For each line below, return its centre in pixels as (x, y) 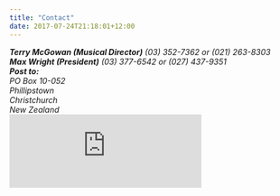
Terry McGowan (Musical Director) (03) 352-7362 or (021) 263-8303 (140, 51)
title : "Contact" (42, 18)
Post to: (24, 71)
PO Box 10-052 (37, 80)
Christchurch (34, 99)
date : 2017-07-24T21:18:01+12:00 (72, 26)
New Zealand (35, 109)
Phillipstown (32, 90)
